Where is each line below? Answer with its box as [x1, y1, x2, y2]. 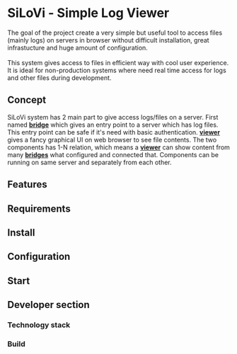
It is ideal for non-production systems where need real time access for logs [7, 66, 226, 74]
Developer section [7, 299, 90, 311]
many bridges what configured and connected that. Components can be [7, 150, 219, 159]
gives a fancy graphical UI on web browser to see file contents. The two [7, 135, 217, 144]
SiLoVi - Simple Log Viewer [7, 5, 170, 21]
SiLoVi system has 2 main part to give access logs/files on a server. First [7, 113, 219, 121]
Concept [7, 94, 47, 106]
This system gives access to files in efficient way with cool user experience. [7, 58, 229, 67]
